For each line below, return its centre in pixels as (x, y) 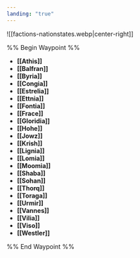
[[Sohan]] (31, 181)
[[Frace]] (30, 113)
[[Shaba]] (31, 173)
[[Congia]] (32, 83)
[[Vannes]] (33, 210)
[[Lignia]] (31, 150)
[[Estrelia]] (33, 91)
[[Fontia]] (31, 105)
